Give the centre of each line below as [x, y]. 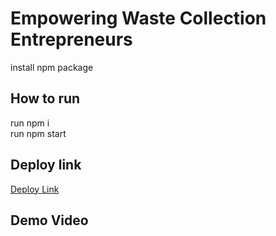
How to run [45, 98]
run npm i [30, 123]
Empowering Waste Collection [138, 18]
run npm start [38, 133]
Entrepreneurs [71, 39]
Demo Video [49, 220]
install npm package [52, 67]
